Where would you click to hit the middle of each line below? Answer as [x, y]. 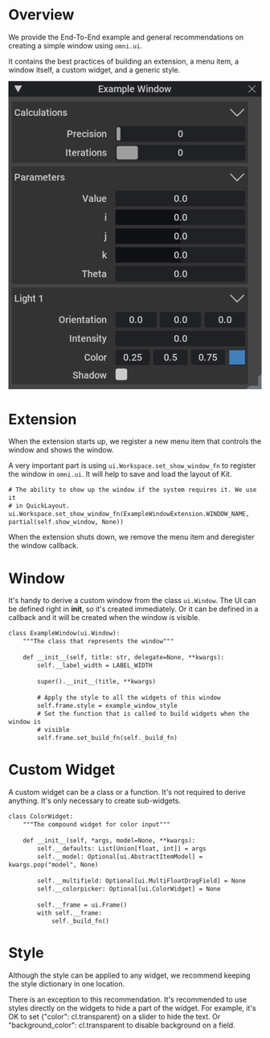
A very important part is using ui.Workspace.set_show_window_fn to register [132, 465]
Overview [41, 15]
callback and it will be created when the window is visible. [104, 618]
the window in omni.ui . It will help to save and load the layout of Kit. [120, 474]
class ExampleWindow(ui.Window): [64, 634]
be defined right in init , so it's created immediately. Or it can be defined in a [133, 609]
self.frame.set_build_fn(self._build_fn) [108, 738]
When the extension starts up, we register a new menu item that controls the [135, 441]
